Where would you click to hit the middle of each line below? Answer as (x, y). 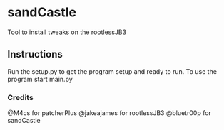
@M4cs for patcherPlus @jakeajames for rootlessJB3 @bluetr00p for (110, 113)
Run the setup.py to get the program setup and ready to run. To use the (112, 71)
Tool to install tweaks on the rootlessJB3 (67, 32)
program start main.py (40, 79)
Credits (20, 97)
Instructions (35, 54)
